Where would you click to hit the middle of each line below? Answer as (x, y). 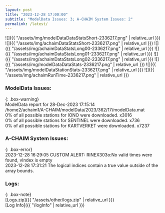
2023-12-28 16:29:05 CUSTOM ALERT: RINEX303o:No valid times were (79, 154)
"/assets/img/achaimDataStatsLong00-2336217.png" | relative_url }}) (82, 48)
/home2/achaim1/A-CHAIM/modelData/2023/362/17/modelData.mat (75, 109)
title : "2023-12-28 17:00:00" (37, 14)
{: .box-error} (19, 149)
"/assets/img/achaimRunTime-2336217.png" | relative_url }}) (67, 75)
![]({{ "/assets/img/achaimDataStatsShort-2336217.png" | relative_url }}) (79, 43)
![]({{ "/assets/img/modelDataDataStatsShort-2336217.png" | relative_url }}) (83, 38)
